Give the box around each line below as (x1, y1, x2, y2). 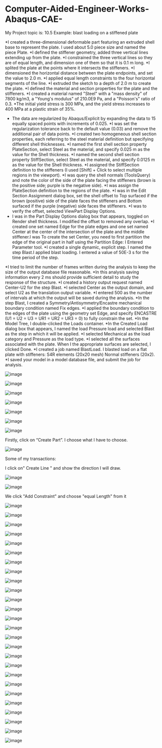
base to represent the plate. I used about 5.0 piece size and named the (5, 44, 146, 50)
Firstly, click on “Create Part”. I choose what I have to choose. (5, 437, 128, 443)
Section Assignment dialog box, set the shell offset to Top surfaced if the (12, 192, 158, 198)
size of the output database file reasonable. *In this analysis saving (5, 269, 139, 275)
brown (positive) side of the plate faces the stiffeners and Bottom (12, 198, 142, 204)
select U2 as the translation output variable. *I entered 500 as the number (5, 289, 153, 295)
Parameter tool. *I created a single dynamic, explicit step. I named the (12, 244, 151, 250)
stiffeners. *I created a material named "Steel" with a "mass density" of (5, 91, 147, 96)
